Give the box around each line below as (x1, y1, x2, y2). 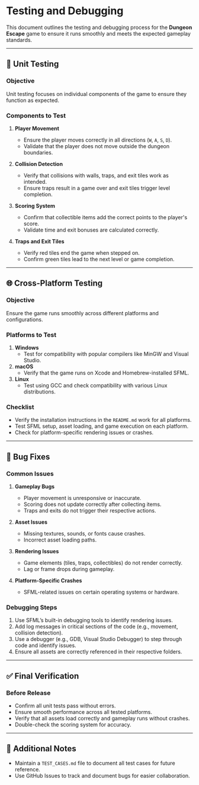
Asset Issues (14, 518, 48, 526)
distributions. (23, 388, 56, 395)
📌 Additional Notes (6, 744, 76, 754)
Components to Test (6, 111, 66, 120)
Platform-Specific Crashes (14, 576, 82, 584)
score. (23, 220, 40, 227)
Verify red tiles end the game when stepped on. (23, 249, 140, 256)
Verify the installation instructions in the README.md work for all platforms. (14, 416, 192, 424)
